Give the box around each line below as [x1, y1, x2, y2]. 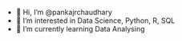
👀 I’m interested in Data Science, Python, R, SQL [15, 16, 176, 25]
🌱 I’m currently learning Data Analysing [15, 24, 145, 33]
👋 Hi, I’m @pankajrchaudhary [15, 8, 112, 17]
